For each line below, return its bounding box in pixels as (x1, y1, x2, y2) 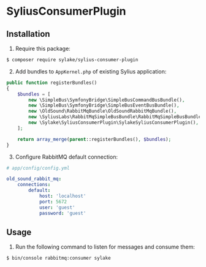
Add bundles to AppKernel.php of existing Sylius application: (15, 67, 167, 75)
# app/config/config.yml (6, 165, 70, 171)
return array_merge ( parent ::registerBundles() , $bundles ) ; (17, 136, 172, 142)
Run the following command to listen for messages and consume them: (15, 243, 195, 250)
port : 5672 (39, 198, 67, 205)
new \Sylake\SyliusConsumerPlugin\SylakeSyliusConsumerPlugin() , (28, 119, 199, 126)
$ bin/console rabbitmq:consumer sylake (6, 255, 112, 261)
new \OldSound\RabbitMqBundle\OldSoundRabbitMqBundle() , (28, 108, 177, 115)
